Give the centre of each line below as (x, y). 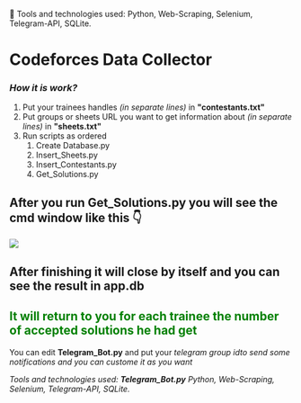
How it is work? (44, 88)
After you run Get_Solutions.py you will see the (144, 202)
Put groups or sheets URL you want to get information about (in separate (157, 117)
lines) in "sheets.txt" (62, 127)
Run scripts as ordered (64, 136)
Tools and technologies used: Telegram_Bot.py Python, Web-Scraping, (142, 379)
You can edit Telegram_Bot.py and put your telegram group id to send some (150, 352)
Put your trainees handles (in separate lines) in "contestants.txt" (143, 107)
